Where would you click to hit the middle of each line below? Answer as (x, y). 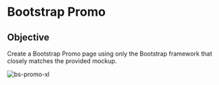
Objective (28, 37)
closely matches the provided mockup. (62, 61)
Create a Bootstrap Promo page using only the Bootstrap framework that (110, 53)
